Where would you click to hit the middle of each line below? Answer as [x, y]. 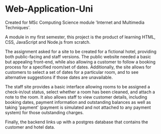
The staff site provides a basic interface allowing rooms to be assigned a [78, 86]
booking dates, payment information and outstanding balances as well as [78, 102]
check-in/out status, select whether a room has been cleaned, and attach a [80, 92]
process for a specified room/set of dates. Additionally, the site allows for [78, 67]
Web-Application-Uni [49, 9]
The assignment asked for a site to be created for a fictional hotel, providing [81, 51]
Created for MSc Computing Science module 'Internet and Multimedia [75, 22]
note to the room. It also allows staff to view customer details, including [76, 97]
